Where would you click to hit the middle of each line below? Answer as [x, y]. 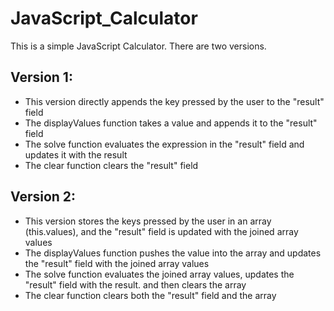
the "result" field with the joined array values [117, 263]
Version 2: [43, 197]
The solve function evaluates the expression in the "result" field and [164, 144]
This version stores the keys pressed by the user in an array [148, 221]
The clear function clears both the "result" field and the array [150, 295]
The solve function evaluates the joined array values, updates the [159, 274]
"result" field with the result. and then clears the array [135, 284]
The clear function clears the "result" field [111, 165]
